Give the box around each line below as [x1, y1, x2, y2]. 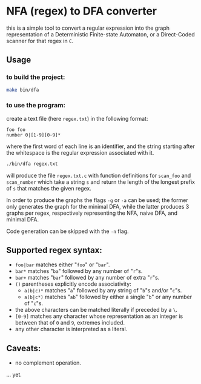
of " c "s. [24, 300, 44, 307]
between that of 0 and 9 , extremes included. [15, 319, 125, 326]
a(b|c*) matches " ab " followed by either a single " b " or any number [24, 293, 193, 301]
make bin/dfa [6, 87, 39, 93]
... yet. [6, 371, 22, 379]
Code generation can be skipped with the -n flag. [6, 227, 129, 235]
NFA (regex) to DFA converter [6, 4, 157, 18]
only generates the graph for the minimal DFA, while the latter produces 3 [6, 203, 189, 210]
